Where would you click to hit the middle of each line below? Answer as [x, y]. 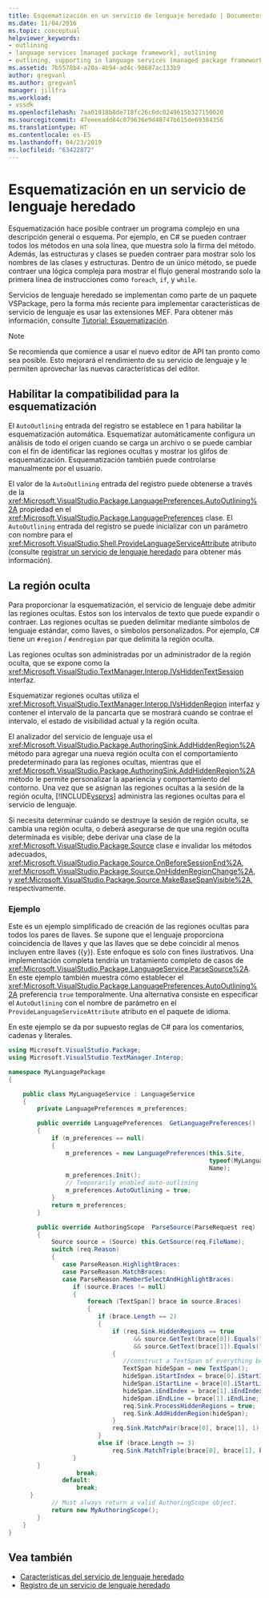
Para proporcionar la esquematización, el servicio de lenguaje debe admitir [132, 605]
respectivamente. [37, 888]
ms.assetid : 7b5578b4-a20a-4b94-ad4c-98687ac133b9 [94, 68]
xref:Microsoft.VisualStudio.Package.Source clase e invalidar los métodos [130, 845]
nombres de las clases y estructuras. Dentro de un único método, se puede [132, 263]
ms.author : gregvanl [43, 83]
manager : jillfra [37, 90]
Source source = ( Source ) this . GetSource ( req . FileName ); [148, 1242]
